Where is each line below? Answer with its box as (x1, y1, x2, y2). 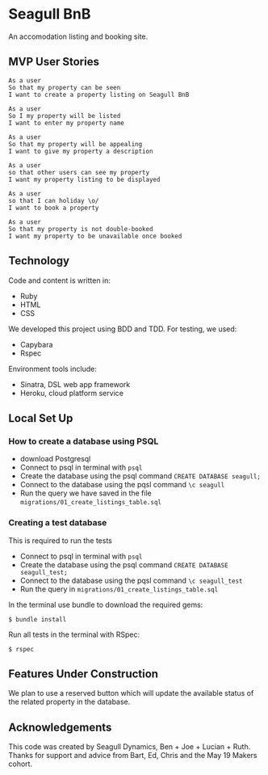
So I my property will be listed (8, 112, 121, 120)
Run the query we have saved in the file (19, 488, 152, 498)
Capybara (19, 339, 53, 349)
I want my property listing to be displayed (8, 175, 161, 183)
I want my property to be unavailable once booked (8, 232, 182, 240)
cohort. (8, 759, 33, 769)
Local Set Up (8, 411, 73, 425)
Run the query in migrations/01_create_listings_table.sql (19, 583, 219, 594)
